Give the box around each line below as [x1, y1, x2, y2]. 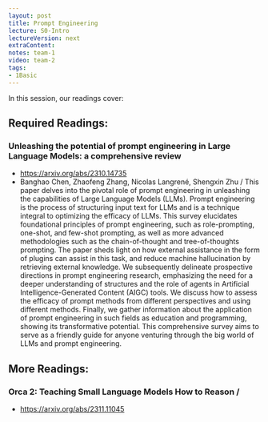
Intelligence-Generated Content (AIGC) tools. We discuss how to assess [19, 287, 258, 297]
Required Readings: [8, 117, 109, 131]
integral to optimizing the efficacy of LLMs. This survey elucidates [19, 211, 238, 221]
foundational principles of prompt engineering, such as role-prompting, [19, 219, 254, 229]
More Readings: [8, 362, 90, 376]
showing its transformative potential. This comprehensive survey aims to [19, 322, 260, 332]
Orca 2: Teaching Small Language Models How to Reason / [8, 386, 240, 397]
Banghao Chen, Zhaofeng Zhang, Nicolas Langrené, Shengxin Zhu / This [19, 177, 259, 187]
